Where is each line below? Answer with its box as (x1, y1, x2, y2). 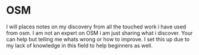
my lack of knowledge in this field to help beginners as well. (6, 42, 153, 49)
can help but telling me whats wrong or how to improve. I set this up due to (6, 35, 190, 43)
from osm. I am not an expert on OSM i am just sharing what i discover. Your (6, 29, 193, 36)
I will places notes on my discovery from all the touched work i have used (6, 23, 186, 30)
